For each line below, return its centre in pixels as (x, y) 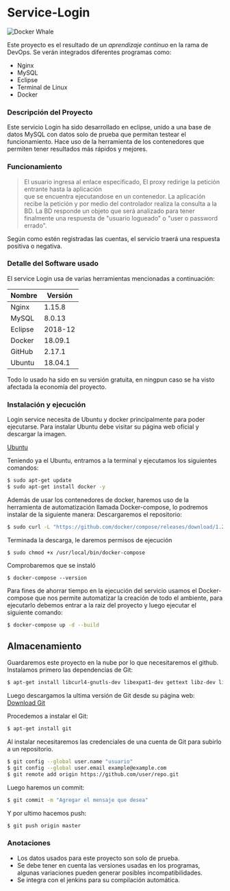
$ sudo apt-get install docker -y (56, 487)
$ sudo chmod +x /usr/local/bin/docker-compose (76, 553)
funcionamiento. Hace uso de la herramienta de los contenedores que (106, 142)
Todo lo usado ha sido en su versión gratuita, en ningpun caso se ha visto (111, 379)
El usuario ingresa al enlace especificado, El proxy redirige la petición (122, 181)
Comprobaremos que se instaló (51, 565)
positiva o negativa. (35, 246)
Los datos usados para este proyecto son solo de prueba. (98, 858)
